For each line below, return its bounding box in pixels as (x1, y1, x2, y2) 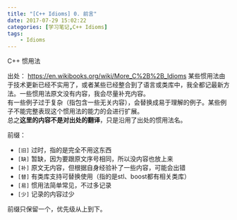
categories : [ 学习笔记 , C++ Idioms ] (7, 23, 108, 30)
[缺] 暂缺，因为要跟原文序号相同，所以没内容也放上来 (17, 154, 174, 163)
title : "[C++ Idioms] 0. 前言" (7, 10, 97, 18)
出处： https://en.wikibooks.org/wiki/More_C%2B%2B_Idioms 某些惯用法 (7, 72, 220, 80)
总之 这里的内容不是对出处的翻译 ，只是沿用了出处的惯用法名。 (7, 116, 187, 124)
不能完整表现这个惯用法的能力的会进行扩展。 (13, 107, 143, 116)
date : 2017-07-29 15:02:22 (7, 17, 87, 24)
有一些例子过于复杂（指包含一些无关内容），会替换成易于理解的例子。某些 (7, 98, 221, 106)
